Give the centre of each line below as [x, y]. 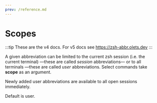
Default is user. [20, 96]
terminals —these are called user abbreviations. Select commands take [76, 67]
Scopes [21, 33]
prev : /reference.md [26, 9]
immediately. [18, 86]
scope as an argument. [28, 72]
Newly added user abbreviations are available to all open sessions [71, 81]
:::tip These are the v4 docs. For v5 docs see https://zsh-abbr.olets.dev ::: [79, 47]
